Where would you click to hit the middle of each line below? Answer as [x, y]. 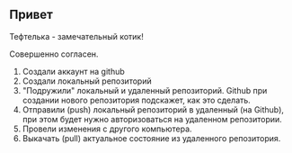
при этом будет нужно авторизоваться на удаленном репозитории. [152, 119]
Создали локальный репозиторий [87, 81]
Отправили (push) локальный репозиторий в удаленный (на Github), [153, 109]
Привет [31, 15]
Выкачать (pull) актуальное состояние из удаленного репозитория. [151, 138]
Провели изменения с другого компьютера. [107, 129]
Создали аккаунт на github [74, 71]
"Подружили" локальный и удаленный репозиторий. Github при [145, 90]
